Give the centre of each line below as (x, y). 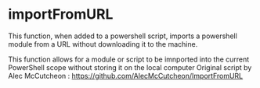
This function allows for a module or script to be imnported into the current (129, 59)
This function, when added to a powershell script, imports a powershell (123, 36)
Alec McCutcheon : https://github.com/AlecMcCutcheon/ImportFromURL (126, 76)
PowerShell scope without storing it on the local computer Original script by (130, 67)
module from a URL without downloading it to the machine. (103, 44)
